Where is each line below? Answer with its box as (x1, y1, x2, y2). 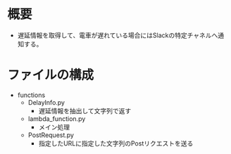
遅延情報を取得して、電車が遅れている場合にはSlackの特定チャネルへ (17, 31, 218, 39)
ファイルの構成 (7, 68, 94, 83)
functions (17, 91, 46, 99)
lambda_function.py (27, 114, 86, 123)
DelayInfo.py (27, 98, 65, 106)
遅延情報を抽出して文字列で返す (38, 106, 132, 115)
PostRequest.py (27, 131, 74, 139)
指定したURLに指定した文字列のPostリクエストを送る (38, 139, 194, 148)
